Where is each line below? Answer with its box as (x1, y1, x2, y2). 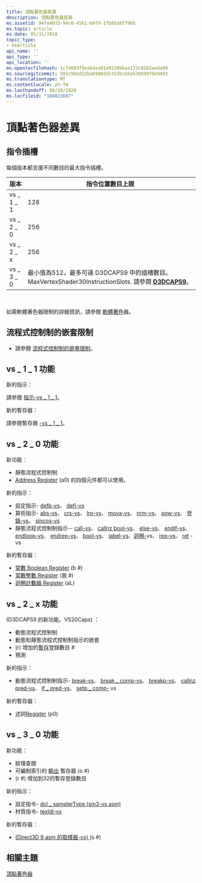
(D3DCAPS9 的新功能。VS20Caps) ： (6, 616, 100, 623)
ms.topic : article (6, 25, 52, 32)
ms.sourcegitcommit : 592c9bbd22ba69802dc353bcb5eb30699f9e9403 (6, 71, 168, 77)
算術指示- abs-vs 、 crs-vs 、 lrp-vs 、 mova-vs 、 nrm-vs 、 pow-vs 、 (14, 509, 186, 517)
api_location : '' (6, 59, 50, 65)
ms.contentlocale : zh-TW (6, 82, 69, 88)
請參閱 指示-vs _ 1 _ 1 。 (6, 394, 63, 401)
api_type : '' (6, 54, 39, 60)
